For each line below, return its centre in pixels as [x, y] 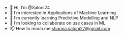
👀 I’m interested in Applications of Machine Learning [63, 13]
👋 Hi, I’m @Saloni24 [30, 8]
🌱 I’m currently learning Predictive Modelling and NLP [64, 18]
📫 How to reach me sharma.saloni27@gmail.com [60, 28]
